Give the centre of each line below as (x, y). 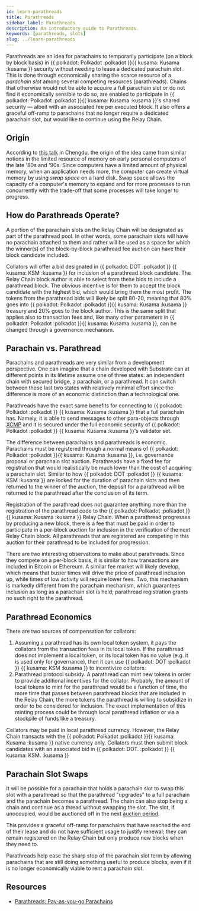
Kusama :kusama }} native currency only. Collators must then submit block (97, 743)
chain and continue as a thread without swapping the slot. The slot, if (90, 808)
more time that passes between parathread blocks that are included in (100, 693)
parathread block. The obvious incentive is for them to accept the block (93, 285)
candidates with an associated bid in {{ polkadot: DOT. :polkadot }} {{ (91, 749)
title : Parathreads (30, 17)
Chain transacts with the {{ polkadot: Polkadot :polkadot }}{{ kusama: (91, 736)
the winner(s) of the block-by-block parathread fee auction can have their (96, 249)
